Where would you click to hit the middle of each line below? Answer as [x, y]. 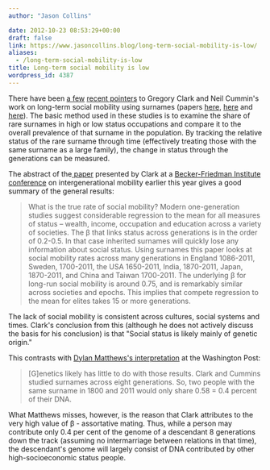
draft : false [30, 38]
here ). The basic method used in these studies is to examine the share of [129, 115]
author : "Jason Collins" [50, 16]
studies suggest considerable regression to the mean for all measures [144, 215]
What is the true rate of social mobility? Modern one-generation [134, 206]
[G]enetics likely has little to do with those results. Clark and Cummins [144, 373]
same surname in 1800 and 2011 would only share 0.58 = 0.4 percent [143, 390]
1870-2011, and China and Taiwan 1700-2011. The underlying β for [137, 275]
